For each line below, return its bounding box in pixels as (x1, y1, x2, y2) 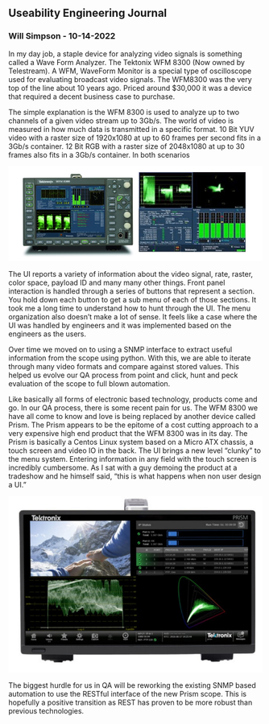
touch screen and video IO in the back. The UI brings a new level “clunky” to (8, 446, 262, 455)
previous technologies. (8, 706, 85, 716)
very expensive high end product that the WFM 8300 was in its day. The (8, 428, 248, 438)
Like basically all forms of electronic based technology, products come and (8, 394, 258, 404)
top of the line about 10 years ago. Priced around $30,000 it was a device (8, 83, 252, 93)
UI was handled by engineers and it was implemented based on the (8, 320, 232, 330)
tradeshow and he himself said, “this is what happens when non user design (8, 471, 262, 481)
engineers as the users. (8, 329, 87, 339)
